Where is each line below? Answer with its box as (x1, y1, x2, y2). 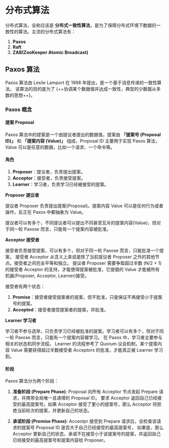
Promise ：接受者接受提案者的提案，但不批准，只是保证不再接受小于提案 (12, 294, 162, 300)
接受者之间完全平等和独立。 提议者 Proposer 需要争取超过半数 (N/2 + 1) (14, 260, 162, 266)
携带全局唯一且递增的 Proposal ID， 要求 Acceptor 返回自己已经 (26, 395, 157, 401)
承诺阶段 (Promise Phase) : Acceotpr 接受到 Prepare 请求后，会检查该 (12, 418, 157, 424)
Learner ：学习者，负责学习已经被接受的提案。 (12, 181, 109, 187)
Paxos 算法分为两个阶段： (5, 378, 59, 384)
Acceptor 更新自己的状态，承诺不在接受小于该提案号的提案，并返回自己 (12, 431, 161, 437)
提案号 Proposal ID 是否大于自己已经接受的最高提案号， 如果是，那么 (21, 424, 164, 431)
